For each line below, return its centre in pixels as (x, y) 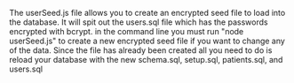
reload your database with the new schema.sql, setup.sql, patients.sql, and (146, 60)
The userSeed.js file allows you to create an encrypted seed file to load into (147, 13)
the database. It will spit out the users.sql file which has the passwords (139, 22)
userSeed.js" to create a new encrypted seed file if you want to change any (147, 41)
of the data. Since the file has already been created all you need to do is (141, 50)
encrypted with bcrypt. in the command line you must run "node (127, 31)
